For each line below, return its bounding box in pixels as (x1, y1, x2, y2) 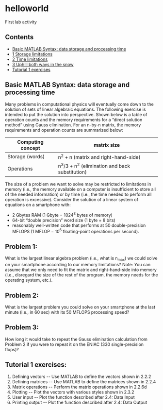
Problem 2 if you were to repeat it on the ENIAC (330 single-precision (5, 341, 144, 347)
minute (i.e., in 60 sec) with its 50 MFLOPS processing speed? (5, 309, 130, 315)
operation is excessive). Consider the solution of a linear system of (5, 197, 139, 203)
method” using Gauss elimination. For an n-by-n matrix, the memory (5, 122, 141, 128)
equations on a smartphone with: (5, 202, 71, 208)
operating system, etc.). (5, 277, 53, 283)
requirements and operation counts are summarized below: (5, 127, 124, 133)
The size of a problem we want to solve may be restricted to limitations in (5, 181, 151, 187)
